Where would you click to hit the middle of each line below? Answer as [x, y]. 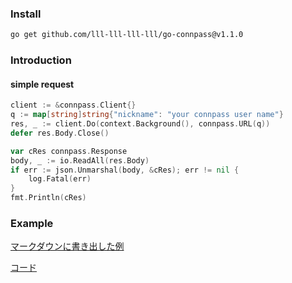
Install [26, 14]
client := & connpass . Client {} [73, 105]
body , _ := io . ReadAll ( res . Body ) [80, 160]
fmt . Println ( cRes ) [48, 198]
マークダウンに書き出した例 [67, 246]
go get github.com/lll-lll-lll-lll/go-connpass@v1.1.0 [127, 35]
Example [32, 223]
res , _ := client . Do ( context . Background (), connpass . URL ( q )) [140, 124]
